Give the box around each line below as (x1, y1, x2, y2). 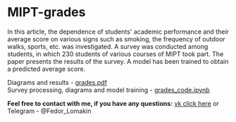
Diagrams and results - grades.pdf (7, 78, 108, 86)
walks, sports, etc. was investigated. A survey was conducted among (7, 42, 209, 50)
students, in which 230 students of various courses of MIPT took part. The (7, 50, 224, 58)
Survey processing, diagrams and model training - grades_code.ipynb (7, 86, 210, 94)
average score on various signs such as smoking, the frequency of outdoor (7, 34, 225, 43)
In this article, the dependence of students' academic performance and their (7, 27, 229, 36)
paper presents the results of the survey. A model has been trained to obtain (7, 57, 229, 65)
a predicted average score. (7, 65, 86, 73)
